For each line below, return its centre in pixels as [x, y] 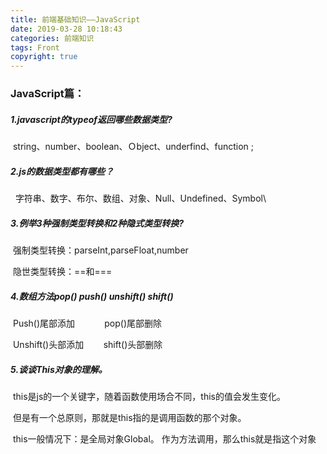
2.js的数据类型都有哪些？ [62, 171]
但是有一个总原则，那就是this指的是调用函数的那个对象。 [129, 417]
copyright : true [44, 57]
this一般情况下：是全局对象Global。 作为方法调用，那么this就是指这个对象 [164, 438]
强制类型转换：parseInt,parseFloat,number [100, 250]
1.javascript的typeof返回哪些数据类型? [91, 119]
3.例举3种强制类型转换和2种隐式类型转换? [97, 223]
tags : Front [35, 47]
